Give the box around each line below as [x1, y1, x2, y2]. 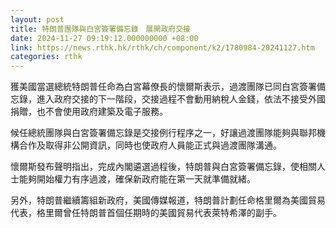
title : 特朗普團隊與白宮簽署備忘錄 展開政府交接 [10, 24, 191, 34]
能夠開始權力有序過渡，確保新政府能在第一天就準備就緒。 [18, 173, 256, 185]
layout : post [10, 14, 65, 25]
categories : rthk [10, 52, 83, 62]
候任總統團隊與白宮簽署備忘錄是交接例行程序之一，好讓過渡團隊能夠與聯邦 [10, 127, 317, 139]
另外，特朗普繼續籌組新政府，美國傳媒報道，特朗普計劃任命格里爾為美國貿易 [10, 194, 326, 206]
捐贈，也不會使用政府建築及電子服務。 [10, 106, 168, 118]
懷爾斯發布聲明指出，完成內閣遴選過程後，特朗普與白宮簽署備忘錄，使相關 [10, 161, 317, 173]
